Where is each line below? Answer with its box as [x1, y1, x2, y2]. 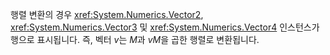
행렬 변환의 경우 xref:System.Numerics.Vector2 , [10, 9, 204, 20]
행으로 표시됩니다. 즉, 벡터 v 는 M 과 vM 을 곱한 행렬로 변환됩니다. [10, 34, 260, 45]
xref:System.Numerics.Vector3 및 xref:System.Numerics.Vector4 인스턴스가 [10, 21, 320, 33]
